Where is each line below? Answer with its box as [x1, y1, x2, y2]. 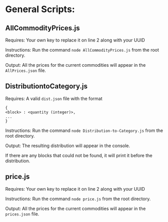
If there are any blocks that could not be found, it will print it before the [5, 152, 153, 158]
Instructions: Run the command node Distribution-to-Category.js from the [5, 127, 163, 134]
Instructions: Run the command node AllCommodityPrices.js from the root [5, 47, 159, 53]
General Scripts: [5, 4, 75, 15]
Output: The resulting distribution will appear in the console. [5, 143, 131, 149]
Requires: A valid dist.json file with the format [5, 95, 103, 102]
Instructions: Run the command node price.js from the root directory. [5, 196, 151, 202]
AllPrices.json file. [5, 67, 47, 73]
